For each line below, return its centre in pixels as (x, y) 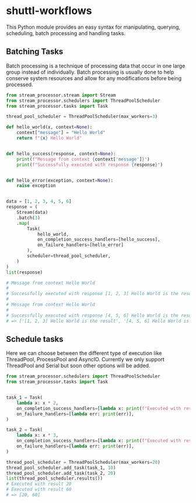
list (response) (24, 272)
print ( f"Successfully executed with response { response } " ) (90, 165)
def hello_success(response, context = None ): (61, 153)
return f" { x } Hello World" (49, 138)
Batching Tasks (35, 52)
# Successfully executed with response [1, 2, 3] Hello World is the (92, 294)
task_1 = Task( (24, 398)
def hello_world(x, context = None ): (49, 127)
